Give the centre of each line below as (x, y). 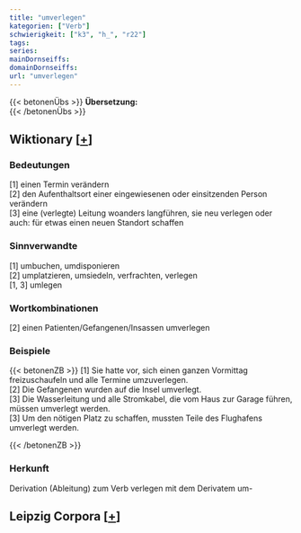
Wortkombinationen (54, 308)
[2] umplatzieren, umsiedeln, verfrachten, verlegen (103, 275)
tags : (19, 43)
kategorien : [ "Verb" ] (50, 26)
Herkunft (29, 468)
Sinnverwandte (44, 246)
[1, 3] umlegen (36, 285)
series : (24, 51)
